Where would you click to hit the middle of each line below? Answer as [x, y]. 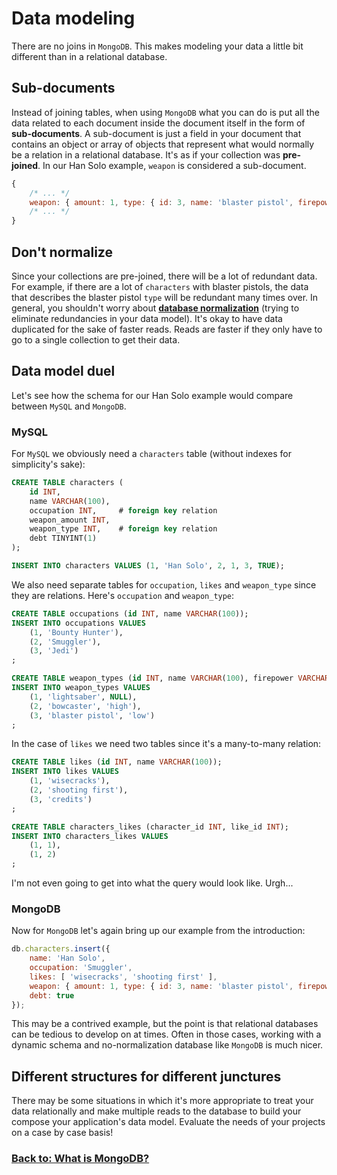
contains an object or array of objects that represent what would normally [163, 144]
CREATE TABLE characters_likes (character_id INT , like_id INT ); [150, 827]
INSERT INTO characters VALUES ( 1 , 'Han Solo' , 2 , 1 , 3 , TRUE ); [148, 566]
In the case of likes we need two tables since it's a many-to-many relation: [166, 744]
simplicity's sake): [48, 464]
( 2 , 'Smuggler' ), [65, 642]
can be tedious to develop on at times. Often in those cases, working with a [166, 1034]
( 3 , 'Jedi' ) [54, 651]
